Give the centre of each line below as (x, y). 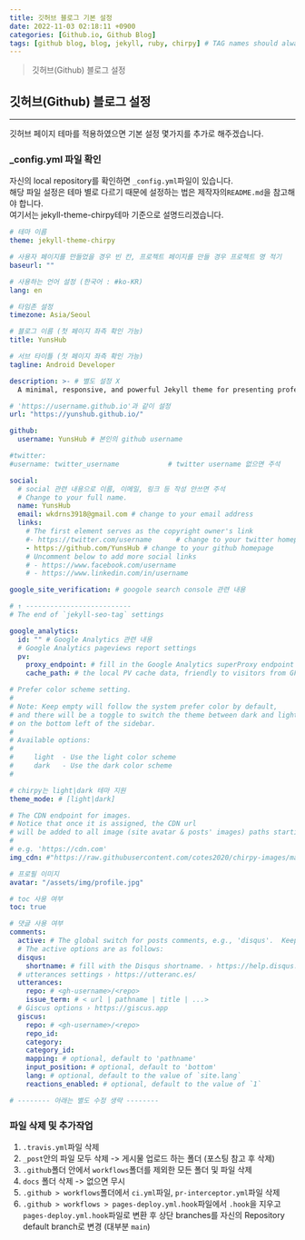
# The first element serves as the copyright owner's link (140, 531)
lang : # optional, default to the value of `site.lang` (134, 1076)
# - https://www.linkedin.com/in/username (107, 573)
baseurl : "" (32, 265)
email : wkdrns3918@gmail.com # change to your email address (136, 514)
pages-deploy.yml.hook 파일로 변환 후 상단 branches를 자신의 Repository (154, 1215)
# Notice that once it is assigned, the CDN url (103, 824)
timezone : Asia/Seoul (50, 315)
